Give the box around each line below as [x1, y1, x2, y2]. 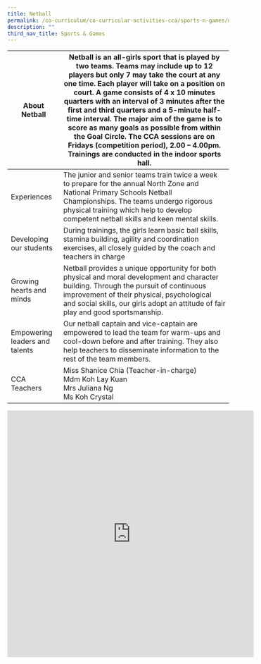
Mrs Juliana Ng [63, 383, 114, 393]
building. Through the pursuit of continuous [63, 281, 207, 291]
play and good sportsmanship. [63, 307, 164, 317]
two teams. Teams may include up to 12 [76, 61, 213, 71]
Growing [11, 276, 39, 286]
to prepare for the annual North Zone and [63, 179, 199, 189]
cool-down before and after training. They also [63, 336, 219, 346]
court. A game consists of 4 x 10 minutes [73, 87, 216, 97]
